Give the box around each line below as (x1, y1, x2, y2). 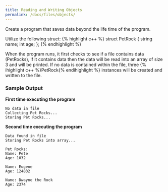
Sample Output (5, 85, 43, 92)
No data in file (5, 106, 39, 111)
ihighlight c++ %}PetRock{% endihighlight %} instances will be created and (5, 67, 162, 73)
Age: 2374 (5, 182, 26, 187)
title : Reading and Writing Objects (5, 7, 82, 13)
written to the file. (5, 72, 42, 78)
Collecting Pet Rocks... (5, 110, 58, 115)
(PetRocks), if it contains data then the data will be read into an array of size (5, 56, 163, 62)
